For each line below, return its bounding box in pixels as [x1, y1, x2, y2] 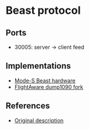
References [5, 101, 50, 111]
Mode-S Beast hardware [14, 76, 76, 84]
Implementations [5, 61, 71, 71]
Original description [14, 117, 64, 124]
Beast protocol [5, 4, 81, 17]
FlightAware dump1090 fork [14, 83, 83, 90]
